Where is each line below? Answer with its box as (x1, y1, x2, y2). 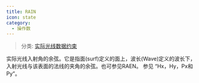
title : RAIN (6, 8, 36, 15)
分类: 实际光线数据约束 (20, 42, 77, 50)
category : (6, 20, 31, 26)
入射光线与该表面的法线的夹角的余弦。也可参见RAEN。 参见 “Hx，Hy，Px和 (6, 63, 194, 70)
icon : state (6, 14, 36, 20)
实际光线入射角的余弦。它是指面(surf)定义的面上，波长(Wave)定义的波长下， (6, 55, 196, 63)
